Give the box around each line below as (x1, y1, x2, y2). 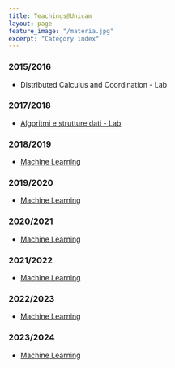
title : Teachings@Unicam (8, 11, 92, 20)
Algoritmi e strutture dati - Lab (19, 118, 122, 128)
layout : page (8, 19, 53, 28)
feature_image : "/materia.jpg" (8, 27, 114, 35)
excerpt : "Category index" (8, 34, 100, 43)
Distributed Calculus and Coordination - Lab (19, 79, 168, 89)
